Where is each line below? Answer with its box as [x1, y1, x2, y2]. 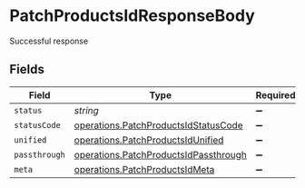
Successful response [9, 35, 89, 46]
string [74, 104, 100, 116]
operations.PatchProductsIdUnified [74, 134, 224, 146]
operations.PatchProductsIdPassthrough [74, 148, 247, 161]
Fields [9, 62, 45, 77]
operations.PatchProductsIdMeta [74, 163, 215, 175]
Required [255, 88, 296, 101]
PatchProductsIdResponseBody [9, 5, 256, 26]
